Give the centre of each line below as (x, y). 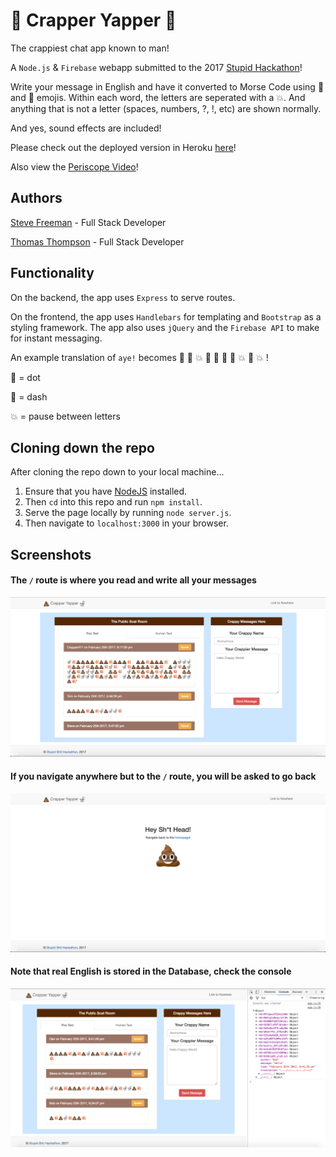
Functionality (52, 273)
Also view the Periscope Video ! (74, 166)
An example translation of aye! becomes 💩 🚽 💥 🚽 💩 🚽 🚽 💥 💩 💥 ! (139, 357)
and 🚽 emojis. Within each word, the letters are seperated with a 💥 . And (158, 97)
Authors (36, 198)
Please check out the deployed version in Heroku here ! (123, 147)
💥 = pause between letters (65, 416)
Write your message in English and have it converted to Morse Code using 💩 (167, 86)
